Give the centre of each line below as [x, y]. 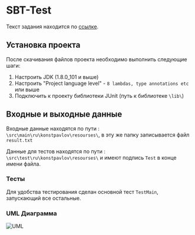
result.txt [19, 140]
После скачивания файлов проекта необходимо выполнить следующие [97, 59]
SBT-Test [29, 10]
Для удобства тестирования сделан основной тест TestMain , [82, 191]
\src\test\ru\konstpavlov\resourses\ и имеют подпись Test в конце [91, 157]
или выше [27, 90]
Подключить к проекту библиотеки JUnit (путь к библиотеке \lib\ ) [99, 95]
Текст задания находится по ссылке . [52, 27]
